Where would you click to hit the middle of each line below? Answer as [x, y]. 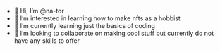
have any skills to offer [47, 41]
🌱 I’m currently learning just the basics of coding [84, 26]
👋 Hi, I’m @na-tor [39, 11]
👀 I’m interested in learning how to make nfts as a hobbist [97, 18]
